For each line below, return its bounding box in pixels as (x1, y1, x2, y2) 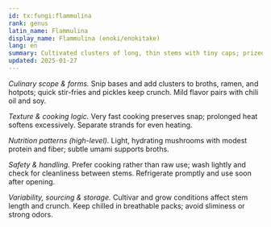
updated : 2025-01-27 (8, 57, 78, 65)
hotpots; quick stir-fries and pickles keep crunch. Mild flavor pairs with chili (8, 87, 259, 97)
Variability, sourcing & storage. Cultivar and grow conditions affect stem (8, 192, 248, 202)
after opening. (8, 176, 56, 186)
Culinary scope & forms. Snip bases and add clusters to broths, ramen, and (8, 78, 259, 89)
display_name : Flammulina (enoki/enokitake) (8, 34, 161, 43)
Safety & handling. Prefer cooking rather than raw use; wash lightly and (8, 159, 246, 169)
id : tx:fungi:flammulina (8, 11, 92, 20)
